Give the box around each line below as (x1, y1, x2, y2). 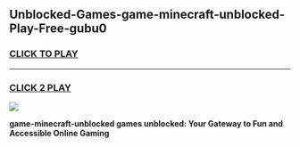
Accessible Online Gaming (9, 127, 110, 138)
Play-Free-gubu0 (9, 21, 107, 37)
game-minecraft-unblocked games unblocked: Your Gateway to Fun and (9, 118, 284, 128)
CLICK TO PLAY (9, 48, 79, 61)
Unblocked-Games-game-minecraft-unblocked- (9, 7, 286, 22)
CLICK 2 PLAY (9, 81, 71, 94)
